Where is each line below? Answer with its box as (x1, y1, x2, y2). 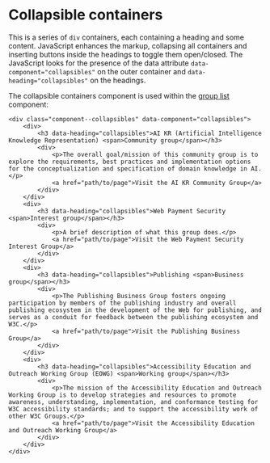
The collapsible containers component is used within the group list (8, 90, 230, 100)
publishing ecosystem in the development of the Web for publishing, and (8, 305, 263, 314)
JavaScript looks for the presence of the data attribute (8, 58, 190, 68)
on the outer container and (96, 66, 186, 76)
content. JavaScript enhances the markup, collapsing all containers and (8, 40, 247, 50)
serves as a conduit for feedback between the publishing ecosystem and (8, 313, 259, 321)
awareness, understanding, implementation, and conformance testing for (8, 398, 259, 406)
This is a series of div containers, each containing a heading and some (8, 32, 245, 42)
